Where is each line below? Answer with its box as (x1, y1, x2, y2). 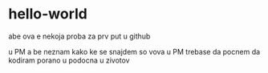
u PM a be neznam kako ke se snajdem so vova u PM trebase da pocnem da (8, 47, 261, 56)
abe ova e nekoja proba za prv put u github (8, 31, 151, 41)
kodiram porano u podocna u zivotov (8, 55, 130, 65)
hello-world (8, 5, 88, 23)
